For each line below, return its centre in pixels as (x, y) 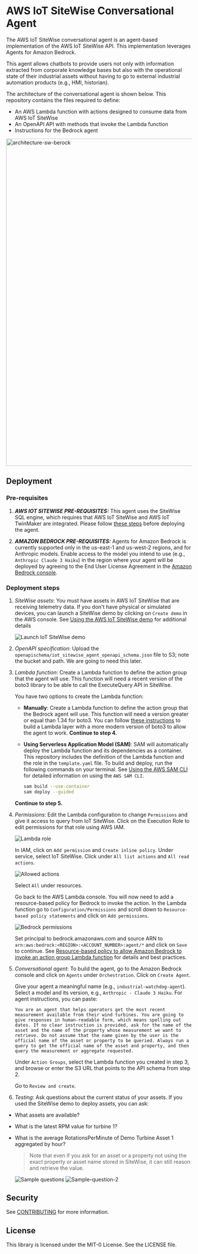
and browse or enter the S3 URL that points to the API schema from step (102, 1068)
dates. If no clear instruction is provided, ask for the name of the (103, 1025)
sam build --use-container (57, 786)
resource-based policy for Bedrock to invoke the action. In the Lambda (100, 903)
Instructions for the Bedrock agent (56, 130)
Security (22, 1198)
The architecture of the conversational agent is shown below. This (86, 94)
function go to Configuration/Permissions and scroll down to (89, 909)
